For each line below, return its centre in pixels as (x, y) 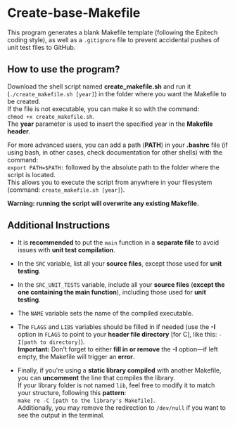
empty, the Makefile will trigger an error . (76, 356)
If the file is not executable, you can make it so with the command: (103, 109)
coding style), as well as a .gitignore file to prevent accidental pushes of (114, 39)
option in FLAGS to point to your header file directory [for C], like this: (117, 334)
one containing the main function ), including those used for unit (112, 292)
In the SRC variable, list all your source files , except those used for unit (120, 263)
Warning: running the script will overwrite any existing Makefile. (103, 203)
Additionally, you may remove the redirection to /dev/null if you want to (122, 407)
